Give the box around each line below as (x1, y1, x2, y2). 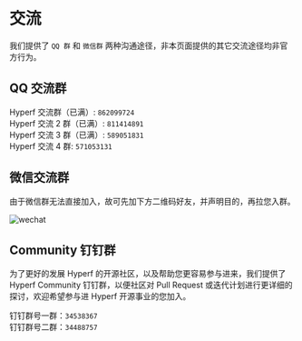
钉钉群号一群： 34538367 (9, 310, 98, 321)
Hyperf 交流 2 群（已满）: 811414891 (9, 117, 144, 128)
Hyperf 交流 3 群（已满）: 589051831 (9, 129, 144, 140)
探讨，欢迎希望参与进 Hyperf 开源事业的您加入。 (9, 291, 191, 302)
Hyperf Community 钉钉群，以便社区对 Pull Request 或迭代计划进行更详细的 (9, 279, 293, 291)
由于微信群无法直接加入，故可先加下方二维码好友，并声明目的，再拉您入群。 (9, 196, 296, 206)
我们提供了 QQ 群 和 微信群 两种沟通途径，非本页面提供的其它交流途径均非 (9, 40, 280, 51)
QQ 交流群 (9, 81, 67, 96)
